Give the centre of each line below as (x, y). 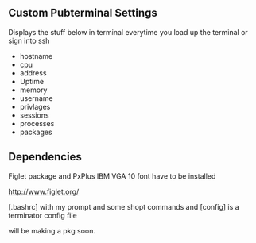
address (33, 73)
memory (33, 90)
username (36, 98)
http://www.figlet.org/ (44, 191)
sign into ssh (29, 40)
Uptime (32, 81)
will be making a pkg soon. (52, 230)
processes (37, 123)
